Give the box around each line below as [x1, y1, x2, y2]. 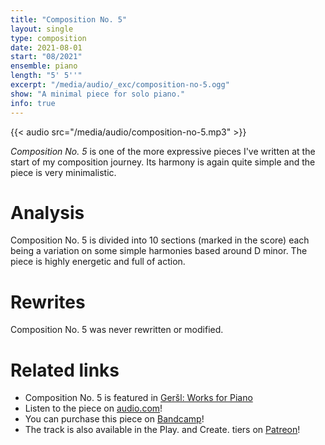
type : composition [10, 33, 87, 43]
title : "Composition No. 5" [10, 14, 128, 25]
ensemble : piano [10, 61, 78, 71]
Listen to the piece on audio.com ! [24, 402, 163, 415]
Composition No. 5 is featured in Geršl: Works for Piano [24, 392, 253, 404]
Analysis [10, 201, 85, 224]
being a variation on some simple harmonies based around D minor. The [10, 245, 308, 257]
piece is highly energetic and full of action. [10, 256, 186, 268]
